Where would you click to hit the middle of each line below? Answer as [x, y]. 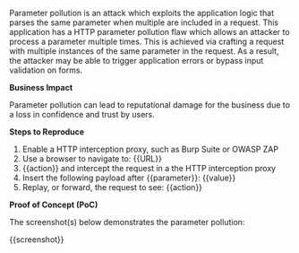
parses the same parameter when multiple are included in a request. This [144, 22]
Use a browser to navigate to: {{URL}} [92, 159]
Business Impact [41, 87]
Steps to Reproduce [47, 132]
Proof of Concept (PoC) [54, 205]
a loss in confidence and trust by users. [82, 114]
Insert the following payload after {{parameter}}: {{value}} [129, 178]
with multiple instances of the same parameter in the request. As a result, [144, 51]
